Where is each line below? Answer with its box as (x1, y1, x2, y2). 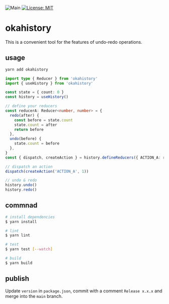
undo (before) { (10, 136, 42, 141)
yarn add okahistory (5, 67, 49, 72)
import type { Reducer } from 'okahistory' (5, 76, 98, 81)
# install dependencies (5, 214, 55, 219)
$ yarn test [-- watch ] (5, 247, 53, 252)
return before (14, 127, 44, 132)
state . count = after (14, 122, 57, 127)
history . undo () (5, 183, 37, 188)
